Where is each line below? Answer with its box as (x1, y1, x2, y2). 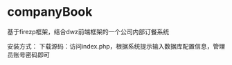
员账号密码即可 (7, 51, 50, 59)
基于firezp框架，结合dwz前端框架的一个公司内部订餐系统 (7, 27, 170, 36)
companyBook (7, 4, 93, 20)
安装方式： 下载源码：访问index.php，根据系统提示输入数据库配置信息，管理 (7, 42, 226, 50)
